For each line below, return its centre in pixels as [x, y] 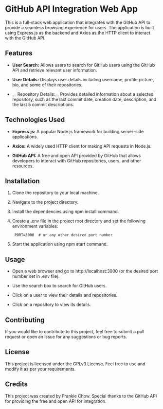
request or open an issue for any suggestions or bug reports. [66, 337]
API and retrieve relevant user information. [54, 70]
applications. [25, 137]
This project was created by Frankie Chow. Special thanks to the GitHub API [81, 396]
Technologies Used [35, 120]
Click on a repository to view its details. [51, 304]
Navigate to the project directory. [45, 202]
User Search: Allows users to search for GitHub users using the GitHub [83, 65]
